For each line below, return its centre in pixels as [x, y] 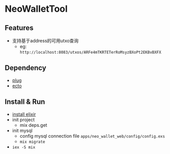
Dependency [25, 68]
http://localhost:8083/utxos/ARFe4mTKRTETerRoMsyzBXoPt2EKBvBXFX [90, 52]
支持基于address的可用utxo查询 [45, 41]
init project [23, 119]
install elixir [24, 114]
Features [19, 28]
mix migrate [32, 142]
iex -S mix [24, 147]
